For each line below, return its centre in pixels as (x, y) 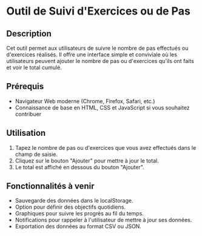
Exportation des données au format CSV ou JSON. (78, 226)
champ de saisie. (36, 154)
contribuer (28, 114)
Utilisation (26, 133)
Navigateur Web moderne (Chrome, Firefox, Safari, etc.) (85, 101)
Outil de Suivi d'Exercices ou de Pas (99, 11)
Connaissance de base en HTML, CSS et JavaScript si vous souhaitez (102, 107)
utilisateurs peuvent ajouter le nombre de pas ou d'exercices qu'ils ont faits (100, 61)
